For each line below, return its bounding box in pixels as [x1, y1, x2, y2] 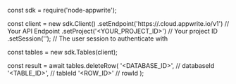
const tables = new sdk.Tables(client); [7, 48, 118, 56]
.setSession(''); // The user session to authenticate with [7, 34, 168, 43]
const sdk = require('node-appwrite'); [7, 6, 118, 14]
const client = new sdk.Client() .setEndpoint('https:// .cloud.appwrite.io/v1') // [7, 20, 230, 27]
